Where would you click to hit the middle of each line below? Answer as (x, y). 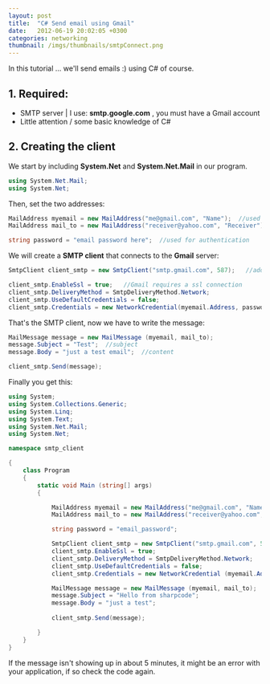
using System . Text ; (41, 419)
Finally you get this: (41, 382)
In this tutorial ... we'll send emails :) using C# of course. (101, 68)
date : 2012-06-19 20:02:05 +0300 (68, 31)
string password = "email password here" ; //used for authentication (129, 240)
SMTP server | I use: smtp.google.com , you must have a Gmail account (140, 112)
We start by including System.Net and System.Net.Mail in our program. (128, 166)
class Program (46, 470)
